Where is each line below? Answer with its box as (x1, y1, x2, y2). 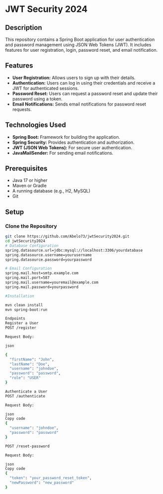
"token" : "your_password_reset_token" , (9, 476, 92, 481)
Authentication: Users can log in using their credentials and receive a (12, 80, 156, 86)
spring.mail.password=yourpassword (5, 285, 79, 290)
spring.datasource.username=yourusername (5, 252, 92, 257)
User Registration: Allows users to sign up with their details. (12, 75, 136, 81)
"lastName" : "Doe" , (9, 362, 50, 367)
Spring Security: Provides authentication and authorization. (12, 139, 135, 145)
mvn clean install (5, 302, 43, 307)
